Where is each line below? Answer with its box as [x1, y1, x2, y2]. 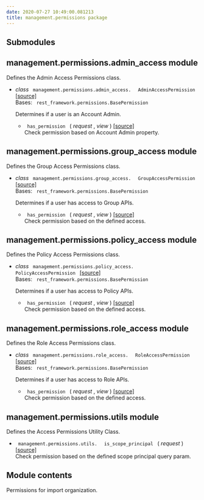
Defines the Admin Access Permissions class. [6, 74, 121, 81]
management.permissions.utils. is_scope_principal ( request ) [18, 439, 184, 447]
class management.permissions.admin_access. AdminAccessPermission [15, 86, 195, 93]
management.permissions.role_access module [6, 323, 189, 333]
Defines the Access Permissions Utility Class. [6, 428, 121, 435]
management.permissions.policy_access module [6, 235, 197, 245]
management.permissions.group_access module [6, 147, 197, 157]
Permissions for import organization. [6, 486, 98, 493]
